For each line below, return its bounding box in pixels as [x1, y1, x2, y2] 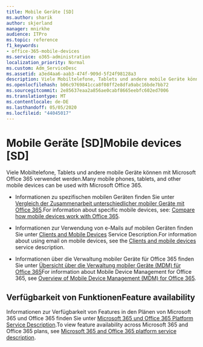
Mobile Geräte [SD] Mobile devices [6, 136, 182, 150]
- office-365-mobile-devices [6, 48, 80, 54]
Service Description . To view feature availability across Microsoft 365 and [6, 321, 188, 328]
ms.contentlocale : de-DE [6, 99, 69, 105]
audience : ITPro [6, 31, 47, 37]
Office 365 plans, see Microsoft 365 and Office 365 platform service [6, 328, 177, 335]
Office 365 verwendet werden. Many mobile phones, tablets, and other [6, 175, 181, 183]
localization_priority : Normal [6, 59, 85, 65]
